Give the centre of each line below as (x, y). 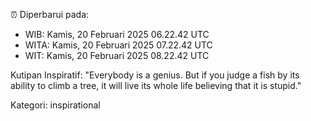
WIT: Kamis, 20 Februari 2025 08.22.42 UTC (117, 55)
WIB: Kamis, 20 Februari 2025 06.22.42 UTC (117, 34)
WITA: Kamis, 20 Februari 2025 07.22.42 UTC (118, 45)
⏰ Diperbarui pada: (50, 14)
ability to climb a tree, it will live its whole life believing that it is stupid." (156, 85)
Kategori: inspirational (55, 105)
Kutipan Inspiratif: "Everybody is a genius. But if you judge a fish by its (155, 75)
